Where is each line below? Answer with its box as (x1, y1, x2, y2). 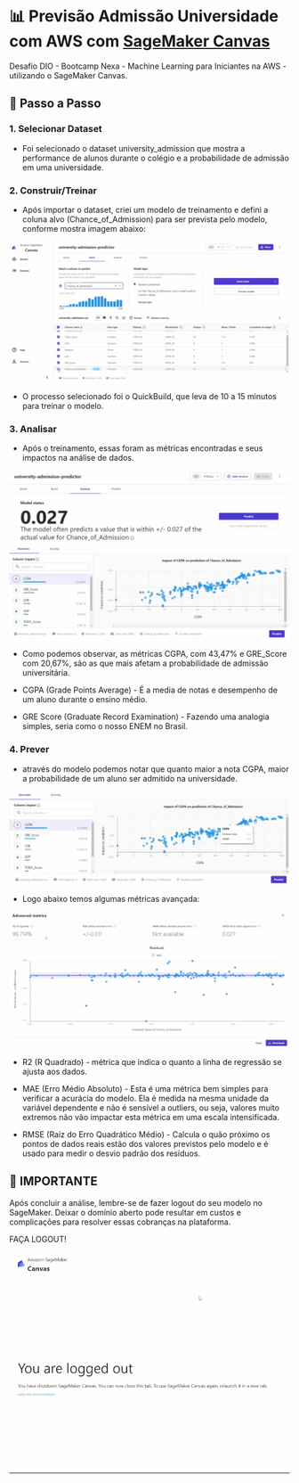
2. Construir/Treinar (9, 184, 98, 196)
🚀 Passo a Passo (9, 96, 101, 111)
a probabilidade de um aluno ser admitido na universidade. (21, 773, 238, 783)
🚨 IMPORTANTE (9, 1174, 98, 1189)
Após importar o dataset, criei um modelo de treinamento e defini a (21, 204, 269, 215)
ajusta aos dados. (21, 1066, 87, 1077)
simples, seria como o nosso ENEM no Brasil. (21, 721, 189, 732)
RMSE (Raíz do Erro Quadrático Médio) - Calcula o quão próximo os (21, 1129, 271, 1140)
